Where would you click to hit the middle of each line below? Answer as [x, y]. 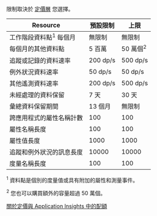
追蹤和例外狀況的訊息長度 [46, 152]
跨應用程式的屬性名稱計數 [46, 118]
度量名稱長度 [28, 164]
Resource [46, 25]
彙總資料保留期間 [34, 106]
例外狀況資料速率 [34, 72]
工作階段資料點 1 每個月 [42, 37]
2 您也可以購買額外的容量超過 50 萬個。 [56, 193]
